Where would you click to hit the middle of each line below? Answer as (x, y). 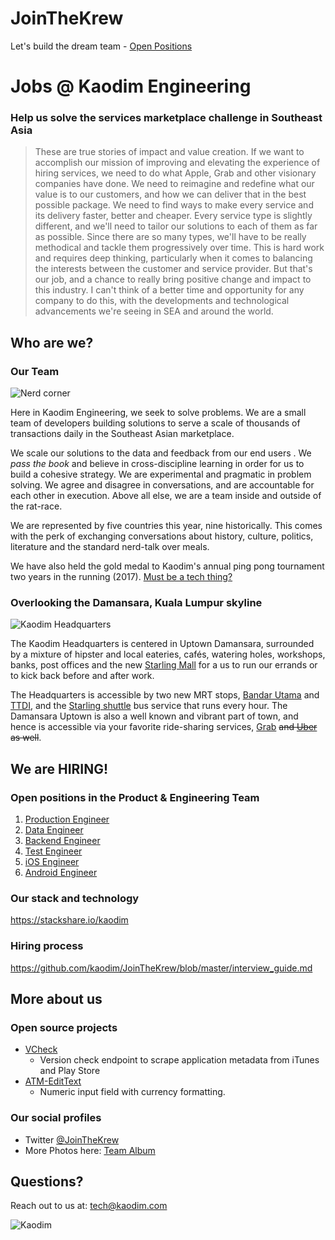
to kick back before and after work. (82, 676)
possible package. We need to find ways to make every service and (174, 205)
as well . (26, 738)
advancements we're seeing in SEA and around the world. (154, 311)
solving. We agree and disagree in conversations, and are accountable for (162, 485)
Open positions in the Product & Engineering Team (135, 797)
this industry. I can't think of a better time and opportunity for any (169, 290)
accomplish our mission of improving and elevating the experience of (177, 163)
